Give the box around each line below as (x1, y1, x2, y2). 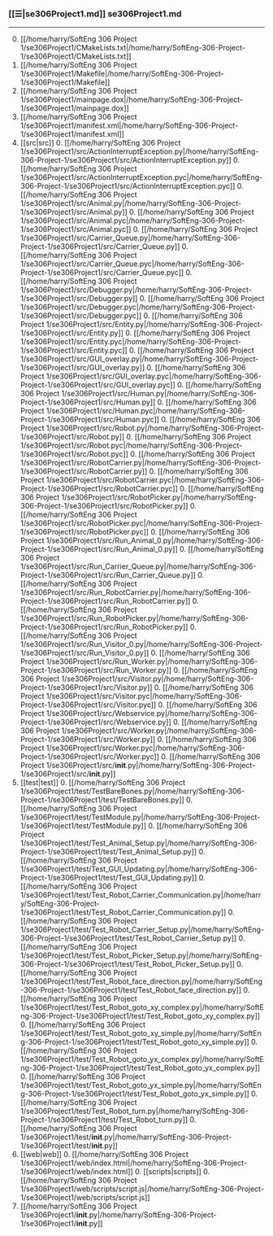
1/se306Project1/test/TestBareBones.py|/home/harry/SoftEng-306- (19, 786, 245, 797)
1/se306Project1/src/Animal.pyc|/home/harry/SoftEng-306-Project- (19, 216, 245, 225)
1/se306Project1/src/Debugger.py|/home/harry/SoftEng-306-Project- (19, 285, 252, 295)
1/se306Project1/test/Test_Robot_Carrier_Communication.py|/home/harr (19, 890, 262, 900)
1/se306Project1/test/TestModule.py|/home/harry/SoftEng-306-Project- (19, 812, 261, 822)
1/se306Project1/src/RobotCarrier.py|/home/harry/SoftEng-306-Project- (19, 458, 262, 468)
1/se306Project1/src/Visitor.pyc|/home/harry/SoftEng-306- (45, 692, 243, 701)
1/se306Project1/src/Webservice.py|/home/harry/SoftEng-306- (45, 709, 258, 718)
